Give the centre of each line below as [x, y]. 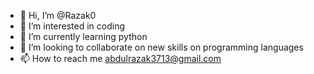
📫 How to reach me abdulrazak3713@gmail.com [120, 58]
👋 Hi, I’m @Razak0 [58, 15]
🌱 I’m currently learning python [83, 36]
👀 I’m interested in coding [72, 26]
